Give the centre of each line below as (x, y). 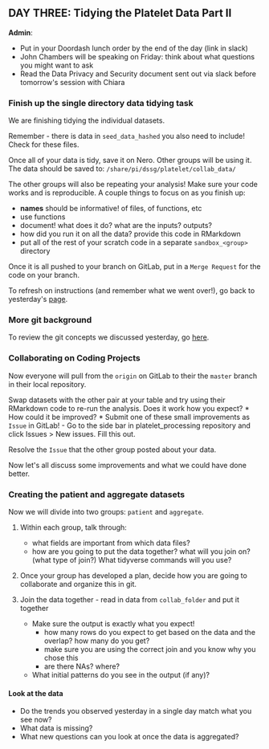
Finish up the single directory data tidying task (101, 103)
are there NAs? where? (82, 666)
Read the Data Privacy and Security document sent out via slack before (138, 73)
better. (19, 474)
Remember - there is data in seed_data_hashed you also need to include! (126, 136)
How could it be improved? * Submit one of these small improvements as (129, 417)
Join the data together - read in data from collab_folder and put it (129, 600)
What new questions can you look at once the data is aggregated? (129, 737)
